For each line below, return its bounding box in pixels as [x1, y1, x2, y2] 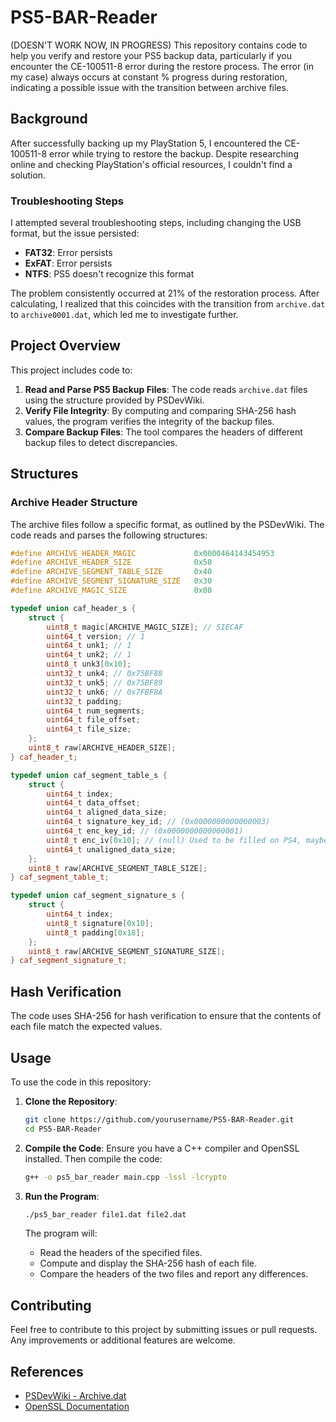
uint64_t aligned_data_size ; [46, 807, 168, 818]
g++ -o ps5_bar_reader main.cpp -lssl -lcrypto [24, 1172, 228, 1182]
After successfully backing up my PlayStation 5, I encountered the [10, 137, 283, 149]
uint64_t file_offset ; [46, 715, 141, 725]
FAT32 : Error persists [24, 247, 113, 259]
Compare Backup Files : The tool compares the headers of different [24, 426, 303, 438]
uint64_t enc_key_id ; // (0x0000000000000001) [46, 826, 244, 836]
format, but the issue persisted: [10, 227, 140, 240]
